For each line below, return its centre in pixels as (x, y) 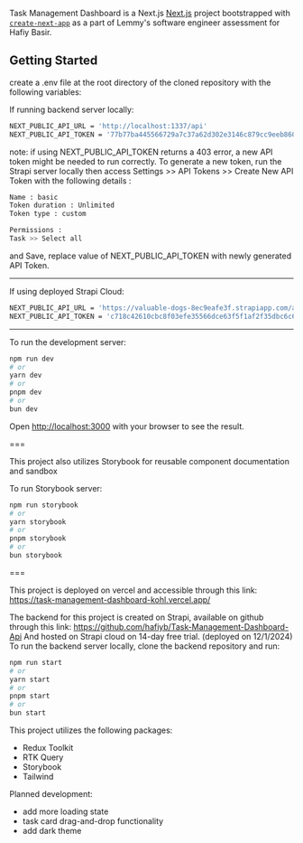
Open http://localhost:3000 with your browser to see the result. (127, 426)
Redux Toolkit (48, 748)
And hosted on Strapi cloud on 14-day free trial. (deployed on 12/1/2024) (158, 636)
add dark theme (52, 831)
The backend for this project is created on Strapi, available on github (137, 617)
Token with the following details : (70, 181)
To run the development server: (68, 342)
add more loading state (65, 811)
